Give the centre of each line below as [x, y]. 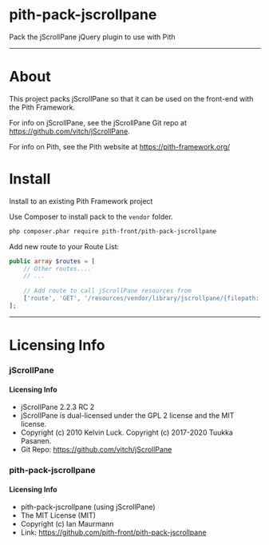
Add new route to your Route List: [64, 246]
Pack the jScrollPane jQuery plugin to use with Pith [92, 37]
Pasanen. [36, 441]
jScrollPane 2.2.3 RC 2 [57, 407]
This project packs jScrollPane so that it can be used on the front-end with [131, 98]
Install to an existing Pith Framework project [81, 201]
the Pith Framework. [42, 107]
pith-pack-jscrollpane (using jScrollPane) [88, 507]
